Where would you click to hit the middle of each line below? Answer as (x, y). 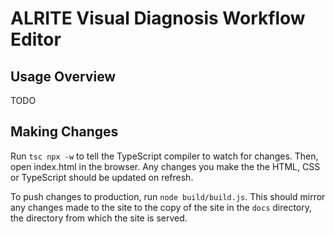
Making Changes (64, 132)
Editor (36, 39)
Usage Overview (63, 76)
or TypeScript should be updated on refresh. (102, 177)
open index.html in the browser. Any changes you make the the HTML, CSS (165, 166)
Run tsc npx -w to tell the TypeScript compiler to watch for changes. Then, (164, 156)
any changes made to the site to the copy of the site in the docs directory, (161, 207)
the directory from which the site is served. (99, 218)
